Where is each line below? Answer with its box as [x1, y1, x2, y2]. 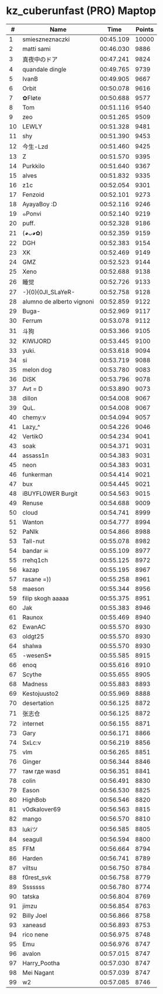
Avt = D [22, 384, 43, 393]
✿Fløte [22, 94, 41, 102]
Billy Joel [22, 911, 48, 920]
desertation [22, 699, 54, 707]
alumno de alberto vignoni [22, 297, 95, 305]
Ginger [22, 757, 41, 765]
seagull [22, 835, 43, 843]
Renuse [22, 499, 43, 507]
